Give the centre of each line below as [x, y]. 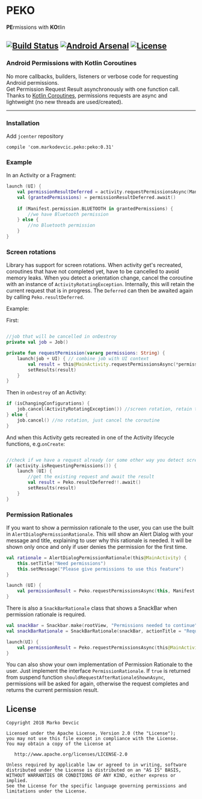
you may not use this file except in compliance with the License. [93, 739]
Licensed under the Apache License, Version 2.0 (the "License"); [91, 733]
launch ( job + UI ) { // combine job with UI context [83, 358]
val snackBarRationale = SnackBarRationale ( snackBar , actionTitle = [94, 631]
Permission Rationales [40, 515]
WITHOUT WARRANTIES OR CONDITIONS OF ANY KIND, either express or [91, 776]
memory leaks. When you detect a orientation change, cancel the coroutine [100, 278]
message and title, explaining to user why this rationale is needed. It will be [99, 540]
